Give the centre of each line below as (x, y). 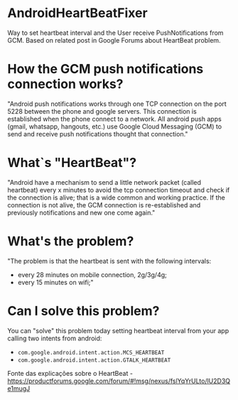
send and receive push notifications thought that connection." (98, 134)
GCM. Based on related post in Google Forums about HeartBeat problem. (114, 40)
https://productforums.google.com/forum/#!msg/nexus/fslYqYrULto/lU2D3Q (119, 381)
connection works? (65, 84)
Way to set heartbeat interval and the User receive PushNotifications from (115, 33)
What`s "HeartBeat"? (72, 163)
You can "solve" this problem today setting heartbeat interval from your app (118, 330)
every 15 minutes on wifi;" (55, 282)
